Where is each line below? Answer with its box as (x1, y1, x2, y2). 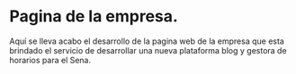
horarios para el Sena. (9, 54, 92, 65)
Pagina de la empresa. (9, 6, 178, 27)
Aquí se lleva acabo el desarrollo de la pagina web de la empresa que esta (9, 36, 285, 46)
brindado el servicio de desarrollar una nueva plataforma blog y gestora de (9, 45, 287, 55)
